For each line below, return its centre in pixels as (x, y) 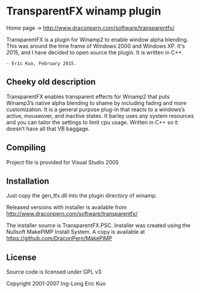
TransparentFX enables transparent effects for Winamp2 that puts (88, 96)
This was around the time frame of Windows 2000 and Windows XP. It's (96, 46)
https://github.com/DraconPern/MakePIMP (59, 238)
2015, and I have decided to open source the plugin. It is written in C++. (95, 52)
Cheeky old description (51, 82)
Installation (28, 181)
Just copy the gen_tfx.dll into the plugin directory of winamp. (82, 196)
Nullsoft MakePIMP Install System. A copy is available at (76, 232)
